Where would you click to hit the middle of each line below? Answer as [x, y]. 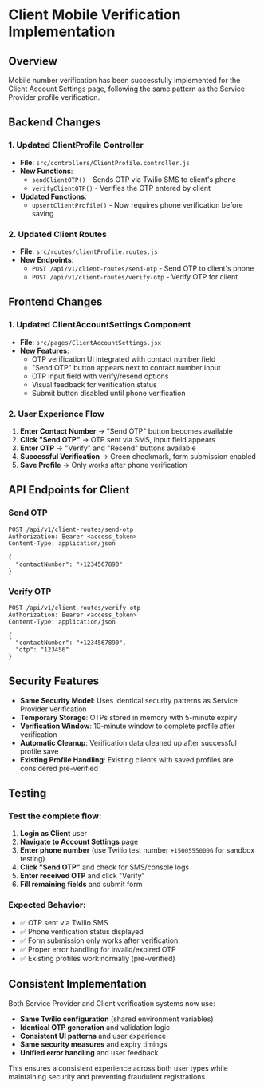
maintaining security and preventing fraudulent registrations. [108, 1076]
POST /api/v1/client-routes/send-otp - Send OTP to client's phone [143, 268]
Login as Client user [53, 834]
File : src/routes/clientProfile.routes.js [89, 251]
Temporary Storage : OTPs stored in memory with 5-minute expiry [128, 717]
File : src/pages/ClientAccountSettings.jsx [91, 342]
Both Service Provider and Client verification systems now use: [112, 1003]
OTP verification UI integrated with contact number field [124, 359]
